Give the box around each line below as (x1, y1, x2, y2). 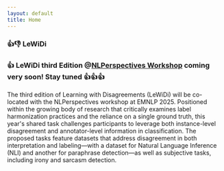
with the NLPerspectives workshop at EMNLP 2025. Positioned (29, 97, 208, 106)
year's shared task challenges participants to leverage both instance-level (7, 119, 216, 127)
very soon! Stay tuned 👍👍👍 (7, 73, 105, 82)
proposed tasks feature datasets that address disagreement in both (7, 134, 197, 142)
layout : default (7, 10, 53, 17)
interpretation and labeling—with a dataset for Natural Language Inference (7, 141, 217, 149)
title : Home (7, 16, 41, 23)
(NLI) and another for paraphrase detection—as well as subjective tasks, (7, 148, 212, 157)
